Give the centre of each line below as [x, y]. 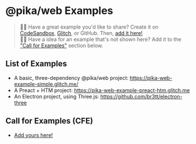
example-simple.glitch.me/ [46, 84]
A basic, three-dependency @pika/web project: [71, 78]
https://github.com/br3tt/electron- [141, 96]
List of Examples [36, 64]
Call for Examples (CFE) [49, 121]
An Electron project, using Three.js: [56, 96]
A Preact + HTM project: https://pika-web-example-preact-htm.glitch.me [102, 90]
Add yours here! [33, 135]
